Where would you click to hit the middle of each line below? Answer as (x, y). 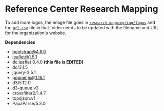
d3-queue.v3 (25, 88)
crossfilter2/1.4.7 (29, 93)
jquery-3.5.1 (24, 72)
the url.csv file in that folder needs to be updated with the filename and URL (82, 27)
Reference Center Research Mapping (82, 9)
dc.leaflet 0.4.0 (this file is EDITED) (48, 62)
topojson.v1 (24, 98)
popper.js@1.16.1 (28, 77)
